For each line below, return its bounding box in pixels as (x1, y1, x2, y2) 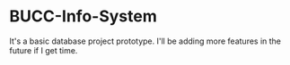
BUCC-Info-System (9, 6, 157, 27)
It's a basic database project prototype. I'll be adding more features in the (9, 36, 281, 46)
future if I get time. (9, 45, 78, 55)
